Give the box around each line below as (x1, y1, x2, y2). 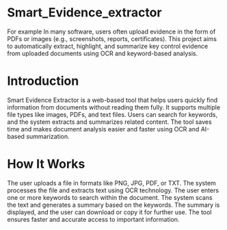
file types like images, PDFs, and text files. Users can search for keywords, (7, 110, 217, 118)
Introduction (7, 73, 79, 89)
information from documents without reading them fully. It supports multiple (7, 103, 221, 111)
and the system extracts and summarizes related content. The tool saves (7, 118, 212, 126)
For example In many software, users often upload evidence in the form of (7, 27, 216, 36)
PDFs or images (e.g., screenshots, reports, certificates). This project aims (7, 34, 217, 42)
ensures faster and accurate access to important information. (7, 215, 180, 223)
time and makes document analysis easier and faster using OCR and (7, 125, 200, 133)
